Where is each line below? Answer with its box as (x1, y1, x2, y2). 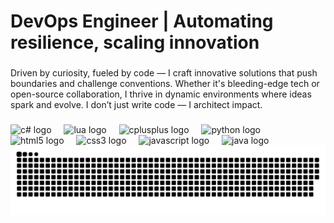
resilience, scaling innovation (10, 31, 260, 54)
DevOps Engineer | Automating (10, 10, 274, 33)
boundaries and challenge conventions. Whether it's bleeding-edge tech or (10, 78, 320, 90)
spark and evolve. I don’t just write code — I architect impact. (10, 99, 263, 111)
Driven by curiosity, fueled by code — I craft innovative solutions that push (10, 67, 318, 79)
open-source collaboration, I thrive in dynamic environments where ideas (10, 88, 312, 100)
